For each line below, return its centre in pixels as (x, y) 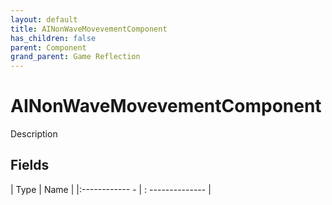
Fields (30, 165)
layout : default (44, 19)
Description (34, 134)
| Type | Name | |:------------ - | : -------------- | (111, 189)
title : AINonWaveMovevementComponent (89, 29)
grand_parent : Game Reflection (75, 57)
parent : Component (48, 47)
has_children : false (53, 38)
